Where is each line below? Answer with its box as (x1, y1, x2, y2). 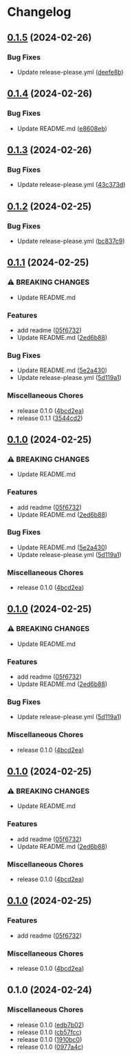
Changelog (7, 4, 71, 20)
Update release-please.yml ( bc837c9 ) (16, 236, 125, 245)
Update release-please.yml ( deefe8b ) (16, 68, 124, 76)
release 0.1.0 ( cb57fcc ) (16, 1028, 82, 1036)
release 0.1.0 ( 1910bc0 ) (16, 1035, 82, 1043)
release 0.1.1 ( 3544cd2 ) (16, 414, 83, 422)
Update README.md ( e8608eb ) (16, 124, 108, 132)
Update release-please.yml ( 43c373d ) (16, 181, 126, 189)
